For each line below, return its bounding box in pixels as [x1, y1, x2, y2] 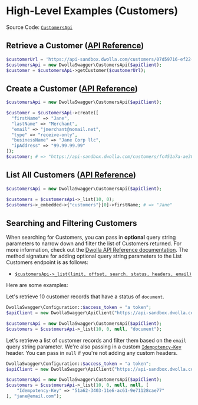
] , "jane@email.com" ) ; [6, 393, 62, 399]
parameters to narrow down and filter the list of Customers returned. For [6, 240, 182, 247]
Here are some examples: [6, 282, 69, 289]
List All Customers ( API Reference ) [6, 170, 137, 180]
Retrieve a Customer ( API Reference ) [6, 41, 144, 51]
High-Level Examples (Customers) [6, 4, 179, 18]
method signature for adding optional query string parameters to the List [6, 252, 182, 260]
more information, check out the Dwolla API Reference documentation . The [6, 246, 189, 253]
